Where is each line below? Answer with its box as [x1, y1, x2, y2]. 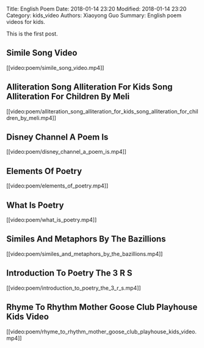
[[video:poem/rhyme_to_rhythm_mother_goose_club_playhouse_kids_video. [6, 328, 197, 335]
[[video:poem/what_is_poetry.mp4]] [6, 216, 97, 224]
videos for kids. [6, 18, 46, 25]
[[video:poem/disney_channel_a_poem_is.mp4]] [6, 148, 127, 156]
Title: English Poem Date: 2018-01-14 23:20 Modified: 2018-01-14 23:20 [6, 6, 187, 12]
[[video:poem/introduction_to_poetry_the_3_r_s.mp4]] [6, 284, 142, 292]
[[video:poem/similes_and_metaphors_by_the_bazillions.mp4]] [6, 250, 163, 257]
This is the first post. [6, 30, 58, 37]
